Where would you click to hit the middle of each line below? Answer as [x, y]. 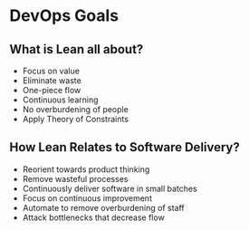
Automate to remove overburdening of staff [103, 207]
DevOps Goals [64, 16]
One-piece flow [52, 90]
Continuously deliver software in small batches [110, 188]
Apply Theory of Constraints [76, 119]
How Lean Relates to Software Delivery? [124, 147]
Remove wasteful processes [75, 178]
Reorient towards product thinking [86, 169]
